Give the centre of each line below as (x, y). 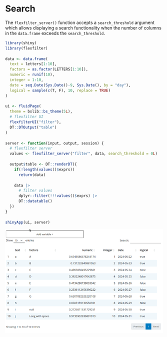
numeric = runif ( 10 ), (32, 75)
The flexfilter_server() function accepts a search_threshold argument (80, 22)
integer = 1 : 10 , (26, 80)
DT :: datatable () (35, 201)
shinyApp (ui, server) (28, 222)
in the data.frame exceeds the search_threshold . (55, 33)
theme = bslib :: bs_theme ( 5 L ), (41, 111)
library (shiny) (21, 43)
